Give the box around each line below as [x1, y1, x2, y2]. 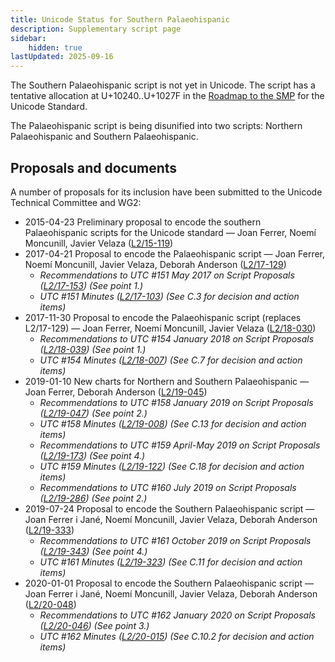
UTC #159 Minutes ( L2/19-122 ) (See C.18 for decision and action [39, 460, 305, 472]
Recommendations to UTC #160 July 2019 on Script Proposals [39, 481, 297, 493]
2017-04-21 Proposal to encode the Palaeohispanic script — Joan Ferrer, [24, 247, 326, 260]
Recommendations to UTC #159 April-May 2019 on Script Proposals [39, 439, 321, 451]
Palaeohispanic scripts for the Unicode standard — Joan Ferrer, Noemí [24, 226, 317, 238]
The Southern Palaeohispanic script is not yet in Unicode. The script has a [10, 79, 316, 91]
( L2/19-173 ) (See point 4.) [39, 449, 146, 461]
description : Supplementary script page [10, 24, 182, 34]
